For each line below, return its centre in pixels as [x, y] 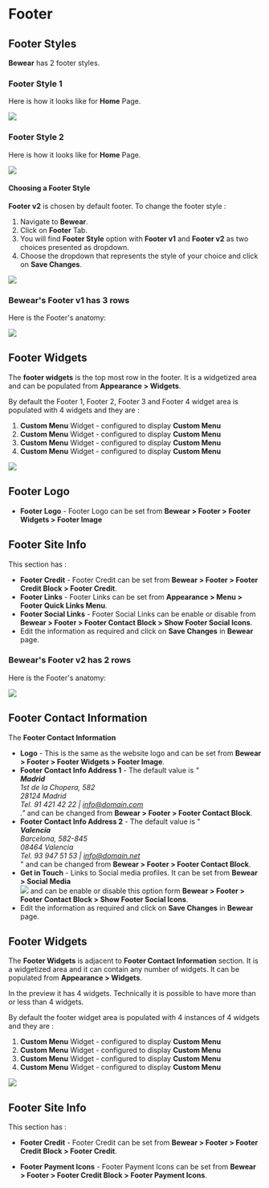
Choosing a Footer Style [49, 188]
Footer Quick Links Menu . [63, 605]
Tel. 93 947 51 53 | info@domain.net [80, 855]
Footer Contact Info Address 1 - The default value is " [109, 770]
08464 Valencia [47, 847]
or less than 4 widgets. [46, 1002]
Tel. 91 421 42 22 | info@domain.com [82, 804]
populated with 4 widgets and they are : [74, 410]
